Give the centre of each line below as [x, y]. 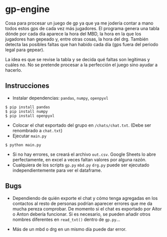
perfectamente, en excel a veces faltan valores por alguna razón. [79, 159]
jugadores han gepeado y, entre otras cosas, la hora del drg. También [77, 39]
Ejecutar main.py [29, 136]
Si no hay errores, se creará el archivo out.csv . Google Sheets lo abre [84, 154]
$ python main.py [23, 145]
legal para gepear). [25, 50]
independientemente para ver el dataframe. [57, 170]
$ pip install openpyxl [30, 116]
